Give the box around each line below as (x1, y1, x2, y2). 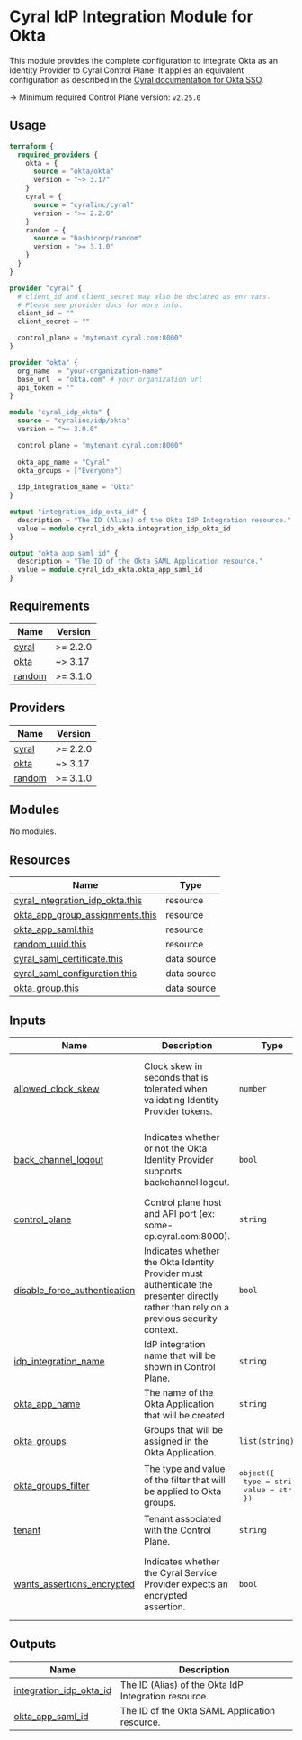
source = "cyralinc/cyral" (32, 200, 135, 209)
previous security (143, 1312, 218, 1325)
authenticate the (143, 1279, 213, 1291)
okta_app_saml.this (13, 923, 94, 936)
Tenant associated (143, 1513, 222, 1526)
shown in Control (143, 1361, 216, 1373)
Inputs (9, 1012, 47, 1028)
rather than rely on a (143, 1301, 229, 1314)
